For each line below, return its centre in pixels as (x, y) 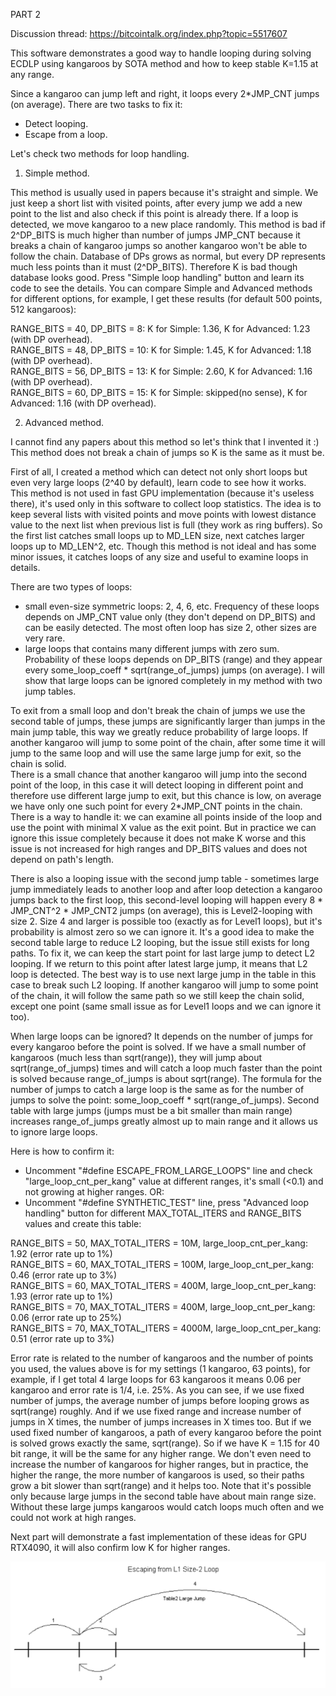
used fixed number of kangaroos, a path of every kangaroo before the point (166, 1432)
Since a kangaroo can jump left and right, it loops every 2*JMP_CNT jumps (165, 93)
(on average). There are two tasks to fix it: (96, 104)
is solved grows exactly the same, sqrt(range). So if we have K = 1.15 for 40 (165, 1443)
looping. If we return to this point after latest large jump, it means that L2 (159, 963)
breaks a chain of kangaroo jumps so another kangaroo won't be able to (159, 245)
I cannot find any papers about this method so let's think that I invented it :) (165, 442)
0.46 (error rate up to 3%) (64, 1275)
